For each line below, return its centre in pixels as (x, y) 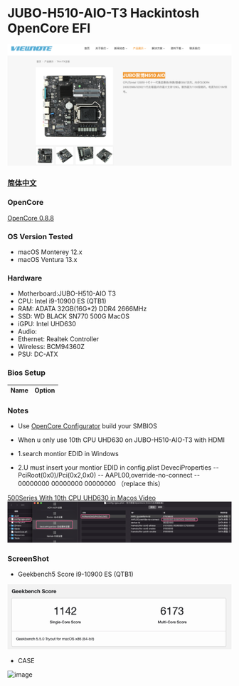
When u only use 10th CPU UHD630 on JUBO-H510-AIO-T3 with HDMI (121, 440)
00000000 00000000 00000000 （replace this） (91, 484)
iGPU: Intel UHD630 (47, 324)
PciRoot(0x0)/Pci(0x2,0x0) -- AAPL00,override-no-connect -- (109, 475)
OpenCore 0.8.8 (31, 218)
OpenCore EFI (49, 28)
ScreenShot (28, 558)
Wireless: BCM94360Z (51, 347)
